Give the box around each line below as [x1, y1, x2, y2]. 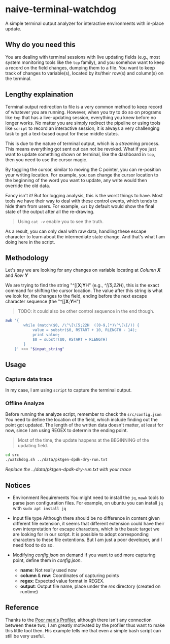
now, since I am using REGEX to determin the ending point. [5, 427, 128, 434]
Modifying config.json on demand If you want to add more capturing [12, 552, 156, 558]
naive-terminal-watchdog [5, 4, 117, 15]
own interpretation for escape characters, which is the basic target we [12, 526, 160, 532]
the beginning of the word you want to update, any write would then [5, 177, 147, 183]
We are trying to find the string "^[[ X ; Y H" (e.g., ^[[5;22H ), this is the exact [5, 282, 159, 289]
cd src [5, 452, 19, 457]
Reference [5, 603, 39, 612]
